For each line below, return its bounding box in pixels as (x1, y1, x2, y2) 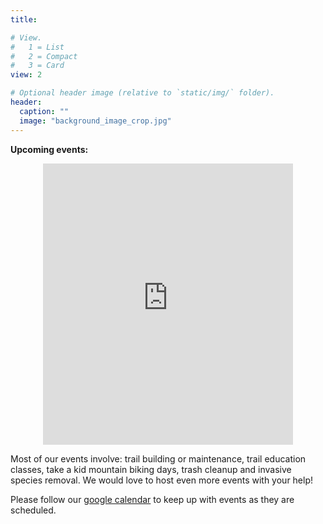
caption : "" (19, 106, 70, 116)
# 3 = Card (10, 61, 65, 71)
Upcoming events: (10, 143, 89, 155)
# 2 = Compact (10, 51, 78, 61)
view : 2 (10, 70, 43, 80)
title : (10, 14, 38, 25)
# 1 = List (10, 42, 65, 52)
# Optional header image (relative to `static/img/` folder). (10, 88, 275, 98)
